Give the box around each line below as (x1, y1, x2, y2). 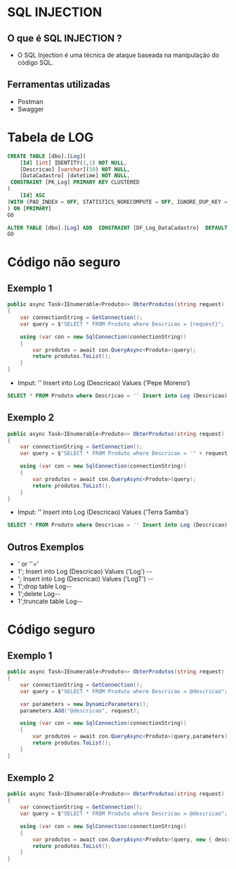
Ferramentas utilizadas (7, 79, 111, 91)
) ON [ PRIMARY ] (7, 205, 52, 212)
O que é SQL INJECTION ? (7, 32, 122, 44)
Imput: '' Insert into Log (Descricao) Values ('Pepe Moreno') (17, 379, 191, 387)
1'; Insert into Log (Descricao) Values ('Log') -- (17, 567, 152, 576)
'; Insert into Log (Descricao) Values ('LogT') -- (17, 574, 154, 584)
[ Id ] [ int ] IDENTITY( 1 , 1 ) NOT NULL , (20, 159, 128, 166)
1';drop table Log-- (17, 582, 72, 591)
